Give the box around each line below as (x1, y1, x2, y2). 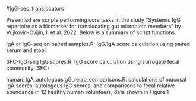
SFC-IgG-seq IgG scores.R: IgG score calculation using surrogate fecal (6, 58, 180, 65)
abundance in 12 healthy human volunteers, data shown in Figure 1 (6, 89, 169, 95)
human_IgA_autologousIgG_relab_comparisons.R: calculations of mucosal (6, 76, 187, 83)
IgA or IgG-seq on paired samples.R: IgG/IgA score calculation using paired (6, 41, 190, 47)
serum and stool (6, 47, 46, 54)
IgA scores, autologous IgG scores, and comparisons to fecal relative (6, 82, 175, 89)
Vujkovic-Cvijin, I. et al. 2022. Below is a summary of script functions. (6, 29, 176, 36)
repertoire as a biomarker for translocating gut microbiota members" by (6, 23, 181, 30)
